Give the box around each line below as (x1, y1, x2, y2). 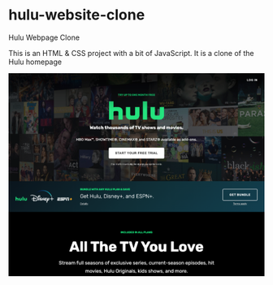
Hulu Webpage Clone (8, 32, 80, 42)
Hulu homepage (8, 57, 63, 67)
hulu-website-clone (8, 6, 145, 24)
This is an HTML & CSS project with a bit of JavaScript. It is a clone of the (8, 48, 254, 58)
